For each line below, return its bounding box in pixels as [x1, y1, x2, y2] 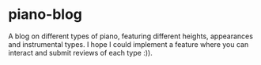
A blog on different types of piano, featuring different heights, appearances [8, 31, 253, 41]
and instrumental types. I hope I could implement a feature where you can [8, 39, 249, 49]
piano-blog [8, 5, 83, 23]
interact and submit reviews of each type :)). [8, 48, 153, 57]
